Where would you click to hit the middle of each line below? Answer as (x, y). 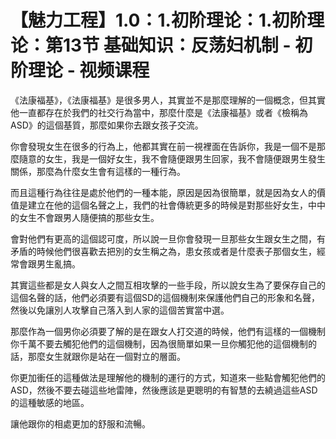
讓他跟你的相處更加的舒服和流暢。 (80, 423)
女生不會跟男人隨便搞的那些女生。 (89, 217)
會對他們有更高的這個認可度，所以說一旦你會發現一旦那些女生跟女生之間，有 (168, 238)
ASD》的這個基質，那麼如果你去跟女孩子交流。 (107, 125)
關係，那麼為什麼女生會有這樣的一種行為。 (98, 171)
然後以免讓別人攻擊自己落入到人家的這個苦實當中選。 (120, 310)
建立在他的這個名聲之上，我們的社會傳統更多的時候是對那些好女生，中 (172, 205)
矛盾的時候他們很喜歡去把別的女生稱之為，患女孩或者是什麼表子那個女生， (163, 251)
